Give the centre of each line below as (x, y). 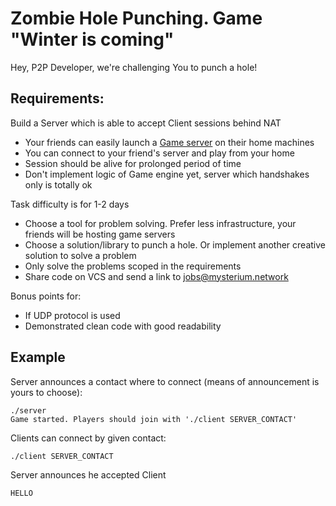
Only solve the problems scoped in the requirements (133, 266)
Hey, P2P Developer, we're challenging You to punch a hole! (134, 67)
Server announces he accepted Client (88, 474)
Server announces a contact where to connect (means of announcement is (165, 381)
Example (38, 357)
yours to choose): (46, 392)
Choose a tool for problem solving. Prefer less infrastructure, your (160, 223)
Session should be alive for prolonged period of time (133, 163)
